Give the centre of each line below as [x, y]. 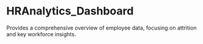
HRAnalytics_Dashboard [70, 11]
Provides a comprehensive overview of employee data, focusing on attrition [102, 28]
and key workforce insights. [41, 34]
